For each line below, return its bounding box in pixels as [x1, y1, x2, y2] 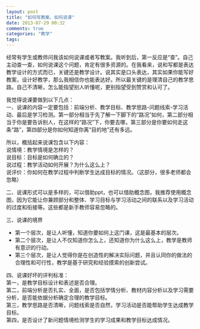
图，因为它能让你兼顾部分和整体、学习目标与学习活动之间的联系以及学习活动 [6, 196, 194, 203]
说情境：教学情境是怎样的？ [6, 146, 74, 153]
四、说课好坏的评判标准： [6, 272, 69, 278]
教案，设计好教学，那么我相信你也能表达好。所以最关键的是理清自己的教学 [6, 76, 189, 83]
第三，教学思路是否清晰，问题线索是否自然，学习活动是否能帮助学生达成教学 [6, 302, 194, 308]
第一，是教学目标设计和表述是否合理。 [6, 279, 100, 286]
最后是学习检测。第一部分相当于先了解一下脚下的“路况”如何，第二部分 [16, 111, 189, 118]
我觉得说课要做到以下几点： [6, 96, 74, 103]
